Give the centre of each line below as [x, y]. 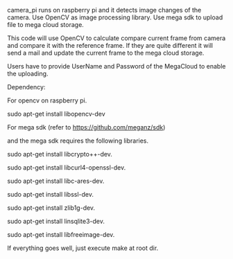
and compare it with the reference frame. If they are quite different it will [110, 45]
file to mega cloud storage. [46, 25]
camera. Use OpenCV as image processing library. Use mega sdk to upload [115, 17]
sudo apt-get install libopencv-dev [56, 114]
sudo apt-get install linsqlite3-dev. [56, 221]
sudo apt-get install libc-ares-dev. [56, 181]
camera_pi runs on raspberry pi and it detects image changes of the [104, 10]
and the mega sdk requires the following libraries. [78, 141]
